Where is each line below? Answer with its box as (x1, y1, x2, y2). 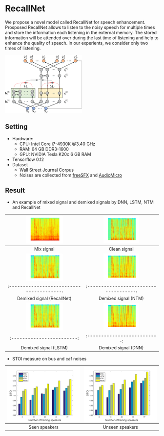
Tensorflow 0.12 (12, 156, 44, 162)
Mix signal (34, 246, 55, 252)
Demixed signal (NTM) (98, 295, 144, 302)
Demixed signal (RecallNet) (17, 295, 72, 302)
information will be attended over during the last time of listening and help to (5, 35, 159, 41)
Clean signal (109, 246, 134, 252)
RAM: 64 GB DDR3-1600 (19, 146, 69, 152)
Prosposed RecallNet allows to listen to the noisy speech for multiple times (5, 24, 155, 30)
